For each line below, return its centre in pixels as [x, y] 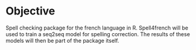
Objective [30, 11]
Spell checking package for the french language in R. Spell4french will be [97, 28]
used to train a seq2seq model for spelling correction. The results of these [98, 34]
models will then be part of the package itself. [62, 40]
